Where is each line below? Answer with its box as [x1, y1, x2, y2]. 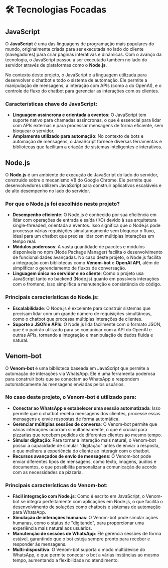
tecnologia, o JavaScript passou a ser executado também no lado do [5, 57, 147, 63]
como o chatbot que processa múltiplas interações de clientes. [12, 316, 143, 322]
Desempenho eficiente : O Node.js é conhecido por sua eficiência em [12, 212, 157, 218]
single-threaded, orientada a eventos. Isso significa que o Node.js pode [12, 222, 160, 229]
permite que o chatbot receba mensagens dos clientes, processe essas [12, 410, 160, 416]
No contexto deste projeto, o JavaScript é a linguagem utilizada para [5, 72, 147, 78]
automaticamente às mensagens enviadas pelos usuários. [5, 381, 125, 387]
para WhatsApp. [12, 509, 47, 515]
